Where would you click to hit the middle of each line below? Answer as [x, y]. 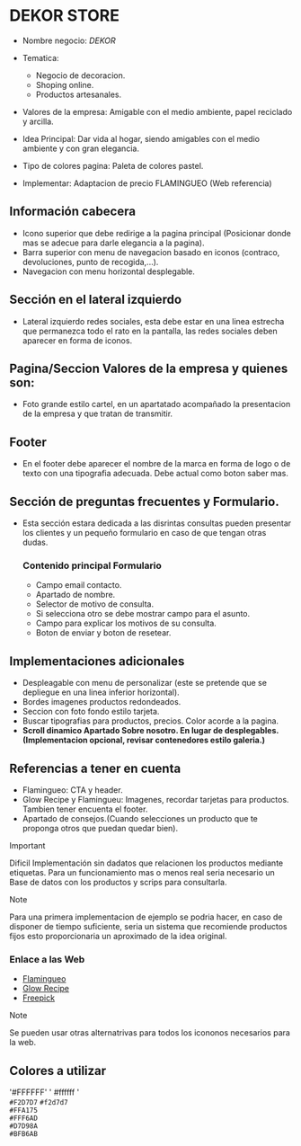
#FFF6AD [24, 1119]
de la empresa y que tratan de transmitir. [97, 413]
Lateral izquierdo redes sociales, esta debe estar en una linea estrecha [153, 321]
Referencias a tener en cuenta [95, 768]
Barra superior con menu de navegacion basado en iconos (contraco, [151, 252]
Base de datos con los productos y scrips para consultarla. [118, 882]
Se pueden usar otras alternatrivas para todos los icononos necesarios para [150, 1033]
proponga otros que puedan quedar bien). [100, 828]
